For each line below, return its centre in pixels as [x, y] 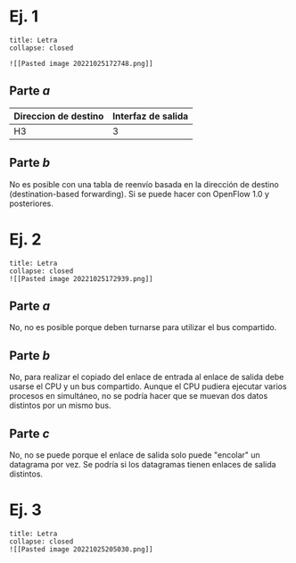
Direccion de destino [59, 116]
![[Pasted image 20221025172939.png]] [81, 278]
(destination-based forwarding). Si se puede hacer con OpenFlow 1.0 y [140, 194]
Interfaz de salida [151, 116]
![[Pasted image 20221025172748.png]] [81, 63]
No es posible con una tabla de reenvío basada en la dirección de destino [144, 184]
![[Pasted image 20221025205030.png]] [81, 549]
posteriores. [31, 203]
